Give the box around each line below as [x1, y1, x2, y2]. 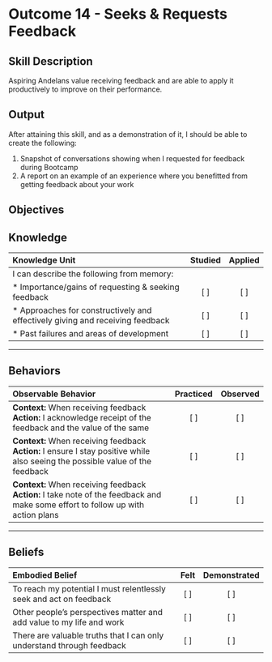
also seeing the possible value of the [12, 455, 152, 467]
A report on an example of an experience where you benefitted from [19, 171, 249, 181]
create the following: [8, 138, 77, 147]
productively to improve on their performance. [8, 84, 163, 94]
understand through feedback [12, 639, 127, 651]
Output [8, 108, 45, 122]
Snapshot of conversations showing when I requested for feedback [19, 153, 245, 163]
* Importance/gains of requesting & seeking [12, 281, 180, 293]
